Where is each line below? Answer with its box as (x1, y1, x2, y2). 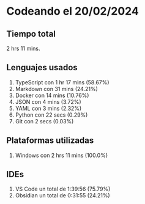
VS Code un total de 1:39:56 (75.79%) (15, 185, 111, 193)
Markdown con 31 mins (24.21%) (15, 85, 98, 92)
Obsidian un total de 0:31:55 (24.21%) (15, 192, 110, 199)
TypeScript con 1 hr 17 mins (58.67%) (15, 78, 110, 86)
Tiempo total (6, 29, 56, 39)
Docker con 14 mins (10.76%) (15, 92, 89, 99)
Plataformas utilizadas (6, 136, 94, 146)
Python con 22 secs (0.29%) (15, 111, 88, 118)
